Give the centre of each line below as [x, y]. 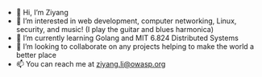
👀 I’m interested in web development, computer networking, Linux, [126, 21]
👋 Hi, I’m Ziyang [42, 12]
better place [36, 55]
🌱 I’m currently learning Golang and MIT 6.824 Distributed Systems [127, 38]
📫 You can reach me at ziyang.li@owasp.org [91, 64]
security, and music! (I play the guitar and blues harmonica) [115, 29]
